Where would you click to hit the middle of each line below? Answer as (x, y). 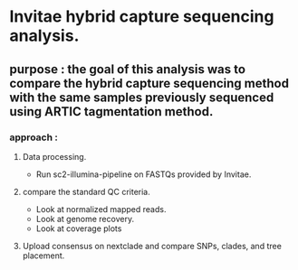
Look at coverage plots (79, 228)
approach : (34, 137)
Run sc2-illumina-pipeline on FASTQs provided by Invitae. (144, 174)
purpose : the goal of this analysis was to (128, 69)
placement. (43, 256)
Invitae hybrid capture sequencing (142, 17)
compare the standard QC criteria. (87, 191)
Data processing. (54, 156)
